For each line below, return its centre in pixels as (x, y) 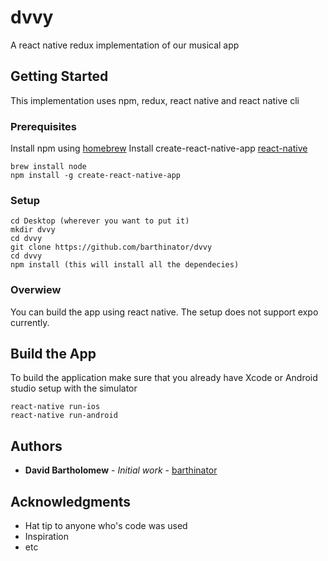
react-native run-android (64, 416)
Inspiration (46, 537)
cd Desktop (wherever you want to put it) (100, 221)
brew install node (48, 167)
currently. (30, 322)
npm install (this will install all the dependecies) (125, 265)
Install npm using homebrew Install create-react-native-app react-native (159, 148)
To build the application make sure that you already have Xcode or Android (164, 378)
